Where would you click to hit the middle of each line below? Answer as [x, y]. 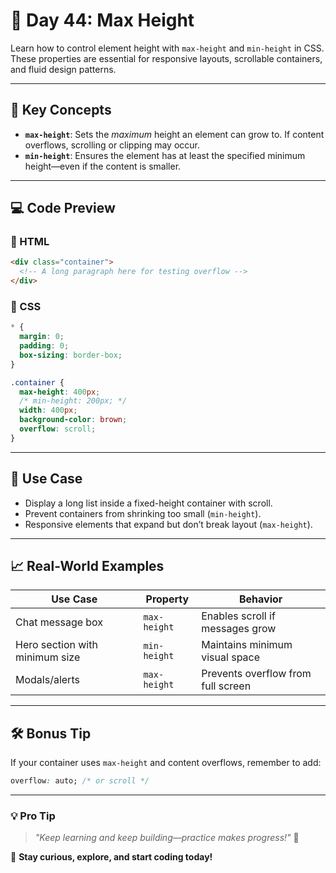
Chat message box [59, 622]
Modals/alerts [47, 680]
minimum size [48, 657]
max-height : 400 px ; [60, 392]
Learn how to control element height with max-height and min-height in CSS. [167, 48]
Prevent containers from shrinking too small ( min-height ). [143, 513]
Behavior [260, 599]
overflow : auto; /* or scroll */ [80, 781]
